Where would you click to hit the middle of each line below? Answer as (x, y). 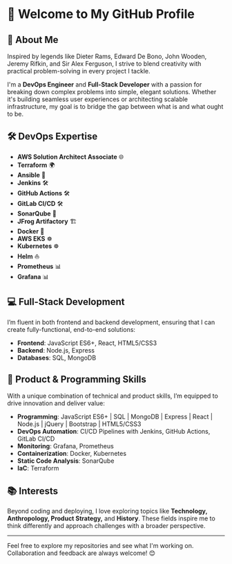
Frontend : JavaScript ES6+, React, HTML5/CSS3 (87, 343)
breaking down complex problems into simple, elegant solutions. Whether (112, 92)
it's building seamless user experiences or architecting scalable (98, 99)
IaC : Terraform (38, 468)
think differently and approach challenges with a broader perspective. (106, 526)
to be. (16, 114)
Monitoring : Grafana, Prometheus (65, 446)
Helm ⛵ (28, 256)
